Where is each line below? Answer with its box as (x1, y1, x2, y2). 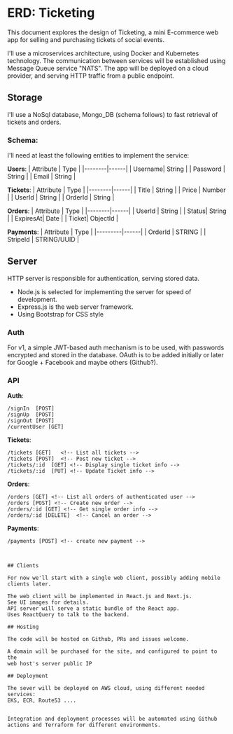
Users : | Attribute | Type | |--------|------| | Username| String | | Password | (7, 165, 226, 173)
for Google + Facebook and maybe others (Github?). (7, 359, 158, 367)
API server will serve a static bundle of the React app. (7, 605, 180, 612)
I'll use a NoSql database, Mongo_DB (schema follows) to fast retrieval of (7, 110, 218, 118)
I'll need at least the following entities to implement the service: (7, 151, 190, 160)
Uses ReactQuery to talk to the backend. (7, 611, 130, 618)
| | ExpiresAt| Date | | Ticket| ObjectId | (7, 214, 119, 223)
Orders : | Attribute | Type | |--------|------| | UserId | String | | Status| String (7, 207, 227, 215)
